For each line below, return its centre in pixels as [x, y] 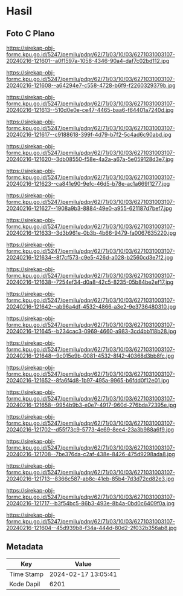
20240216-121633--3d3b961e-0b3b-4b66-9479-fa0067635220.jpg [91, 233]
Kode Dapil [25, 584]
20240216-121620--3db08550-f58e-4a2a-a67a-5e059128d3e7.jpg [90, 159]
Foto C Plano [30, 34]
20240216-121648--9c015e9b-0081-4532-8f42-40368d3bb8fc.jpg [90, 356]
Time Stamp [27, 574]
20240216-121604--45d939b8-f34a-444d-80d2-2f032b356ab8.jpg [91, 528]
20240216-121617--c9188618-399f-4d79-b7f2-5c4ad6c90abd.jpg [89, 135]
